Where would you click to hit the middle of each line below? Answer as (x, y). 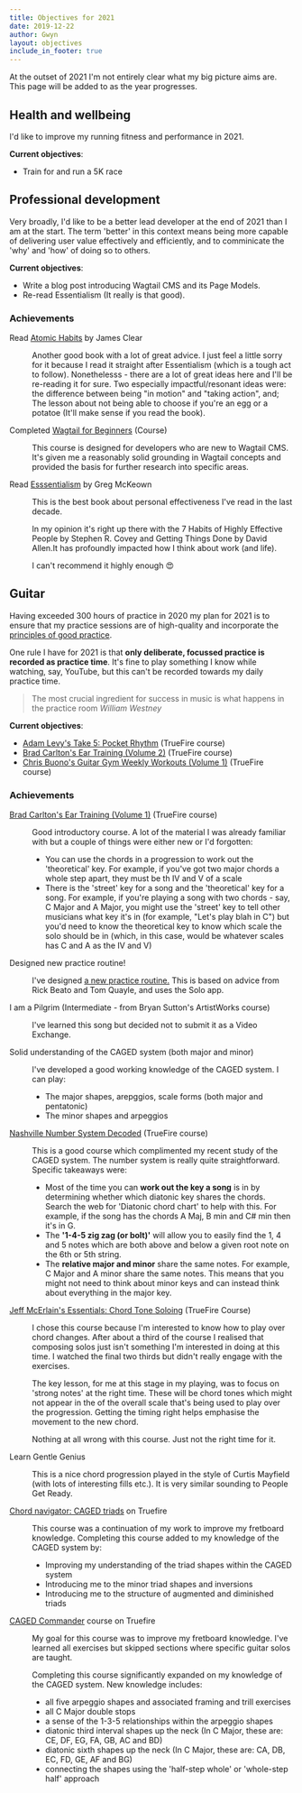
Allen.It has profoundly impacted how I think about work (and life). (155, 548)
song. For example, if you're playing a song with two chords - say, (167, 897)
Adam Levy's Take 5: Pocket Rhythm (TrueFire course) (124, 743)
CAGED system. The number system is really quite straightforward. (156, 1161)
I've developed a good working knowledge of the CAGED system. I (156, 1070)
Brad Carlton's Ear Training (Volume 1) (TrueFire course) (114, 815)
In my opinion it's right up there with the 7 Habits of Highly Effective (157, 529)
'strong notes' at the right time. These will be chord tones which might (162, 1393)
